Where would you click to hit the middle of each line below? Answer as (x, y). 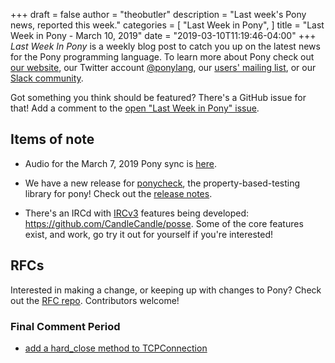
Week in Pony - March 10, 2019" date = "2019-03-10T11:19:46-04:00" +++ (163, 35)
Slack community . (47, 78)
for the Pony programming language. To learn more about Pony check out (162, 57)
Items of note (52, 139)
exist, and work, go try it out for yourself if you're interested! (149, 234)
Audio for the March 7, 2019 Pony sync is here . (120, 163)
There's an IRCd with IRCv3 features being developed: (137, 213)
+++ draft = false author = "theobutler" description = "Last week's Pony (158, 14)
